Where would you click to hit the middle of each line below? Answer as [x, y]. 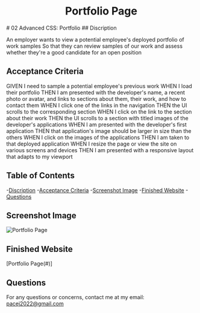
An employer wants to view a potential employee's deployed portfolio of [95, 39]
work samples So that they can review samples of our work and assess [94, 46]
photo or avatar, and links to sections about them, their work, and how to [96, 98]
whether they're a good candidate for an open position [74, 52]
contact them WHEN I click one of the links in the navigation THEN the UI [97, 105]
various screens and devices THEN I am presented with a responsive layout [100, 150]
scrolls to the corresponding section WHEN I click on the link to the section [99, 111]
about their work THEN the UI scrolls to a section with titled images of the [97, 118]
